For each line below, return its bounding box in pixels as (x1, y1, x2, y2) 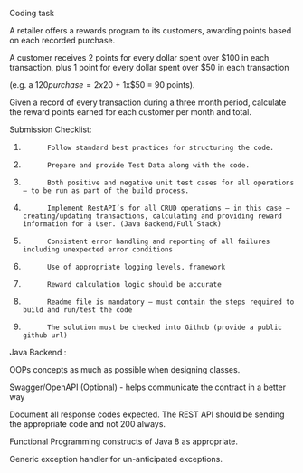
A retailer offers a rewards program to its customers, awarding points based (9, 25, 292, 35)
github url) (22, 331, 68, 340)
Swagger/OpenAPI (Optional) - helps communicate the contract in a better (9, 382, 287, 393)
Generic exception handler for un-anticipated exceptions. (9, 454, 223, 464)
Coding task (9, 8, 54, 18)
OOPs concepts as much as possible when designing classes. (9, 364, 241, 374)
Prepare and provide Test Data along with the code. (46, 161, 251, 170)
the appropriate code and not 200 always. (9, 419, 166, 429)
